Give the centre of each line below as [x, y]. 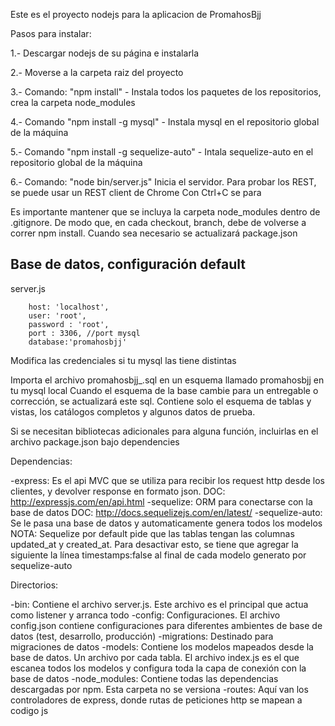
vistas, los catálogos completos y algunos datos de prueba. [133, 411]
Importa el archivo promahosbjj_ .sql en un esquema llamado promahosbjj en [167, 380]
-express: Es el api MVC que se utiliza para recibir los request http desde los [167, 480]
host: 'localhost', [69, 307]
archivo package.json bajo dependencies [95, 441]
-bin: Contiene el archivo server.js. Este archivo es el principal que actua [159, 604]
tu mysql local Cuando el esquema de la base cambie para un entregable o [164, 390]
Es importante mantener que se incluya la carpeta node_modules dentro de [165, 212]
